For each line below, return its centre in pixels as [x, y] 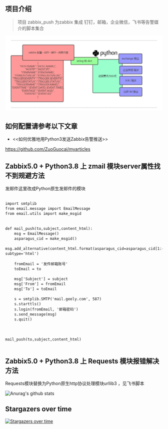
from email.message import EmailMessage [48, 209]
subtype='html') [22, 254]
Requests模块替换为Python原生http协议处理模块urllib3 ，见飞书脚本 [75, 383]
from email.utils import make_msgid [43, 214]
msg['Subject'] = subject [41, 279]
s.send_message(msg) [35, 314]
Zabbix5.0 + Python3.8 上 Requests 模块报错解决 [82, 361]
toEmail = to [28, 269]
